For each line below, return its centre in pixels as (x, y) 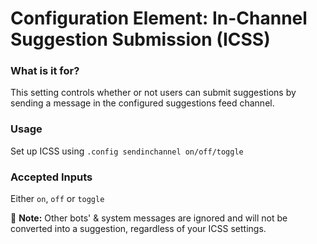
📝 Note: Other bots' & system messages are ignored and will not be (149, 218)
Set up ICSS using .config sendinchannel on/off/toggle (127, 151)
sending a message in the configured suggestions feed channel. (142, 103)
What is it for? (45, 71)
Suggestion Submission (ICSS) (140, 39)
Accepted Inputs (51, 177)
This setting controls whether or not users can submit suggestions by (153, 93)
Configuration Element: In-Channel (159, 18)
